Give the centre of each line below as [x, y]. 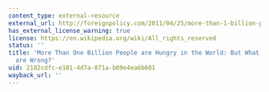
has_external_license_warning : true [69, 30]
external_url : [32, 23]
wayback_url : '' [35, 75]
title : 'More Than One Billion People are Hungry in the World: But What [134, 53]
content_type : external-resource [64, 16]
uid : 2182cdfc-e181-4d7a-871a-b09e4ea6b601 [82, 68]
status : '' [26, 46]
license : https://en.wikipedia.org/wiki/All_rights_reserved [112, 38]
